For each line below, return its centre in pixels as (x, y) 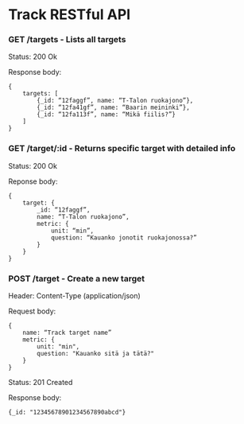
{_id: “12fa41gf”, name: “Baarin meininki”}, (114, 108)
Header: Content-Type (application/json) (74, 296)
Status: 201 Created (41, 383)
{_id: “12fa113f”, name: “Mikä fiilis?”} (107, 115)
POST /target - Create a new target (77, 278)
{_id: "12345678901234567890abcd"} (67, 412)
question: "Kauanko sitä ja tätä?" (96, 354)
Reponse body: (33, 181)
